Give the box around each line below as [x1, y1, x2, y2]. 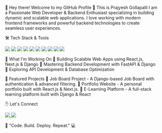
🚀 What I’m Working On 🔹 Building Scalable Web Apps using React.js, [5, 56, 144, 62]
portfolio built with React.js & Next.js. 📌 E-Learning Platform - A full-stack [5, 86, 152, 92]
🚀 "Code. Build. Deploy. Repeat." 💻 [5, 123, 76, 128]
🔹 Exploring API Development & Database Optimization [5, 66, 115, 72]
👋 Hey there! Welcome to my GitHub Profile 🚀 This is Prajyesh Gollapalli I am [5, 5, 158, 10]
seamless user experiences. [5, 25, 62, 31]
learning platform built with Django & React [5, 91, 91, 97]
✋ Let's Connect [5, 101, 38, 107]
